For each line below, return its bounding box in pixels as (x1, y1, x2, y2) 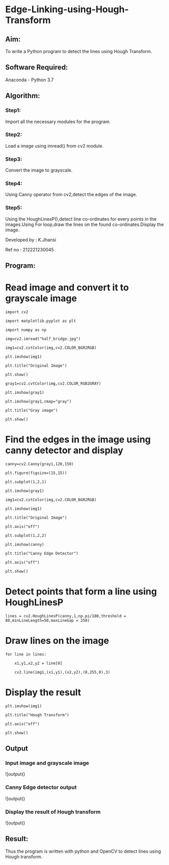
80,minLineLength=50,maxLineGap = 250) (5, 618, 90, 623)
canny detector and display (5, 445, 124, 456)
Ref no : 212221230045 (5, 246, 54, 252)
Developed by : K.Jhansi (5, 237, 57, 243)
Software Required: (5, 63, 68, 72)
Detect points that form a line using (5, 586, 157, 597)
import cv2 (5, 310, 29, 315)
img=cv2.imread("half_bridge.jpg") (5, 336, 81, 342)
